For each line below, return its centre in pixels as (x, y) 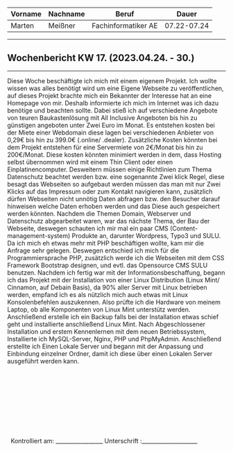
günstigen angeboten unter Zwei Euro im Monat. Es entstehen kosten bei (111, 125)
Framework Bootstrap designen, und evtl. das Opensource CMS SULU (107, 265)
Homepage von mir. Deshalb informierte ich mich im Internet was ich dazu (113, 103)
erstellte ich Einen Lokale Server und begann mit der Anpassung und (105, 346)
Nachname (67, 14)
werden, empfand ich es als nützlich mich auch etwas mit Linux (98, 295)
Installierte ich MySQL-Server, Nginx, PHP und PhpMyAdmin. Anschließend (114, 339)
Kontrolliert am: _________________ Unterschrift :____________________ (104, 441)
